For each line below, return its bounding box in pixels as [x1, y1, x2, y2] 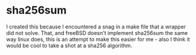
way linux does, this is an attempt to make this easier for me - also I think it [6, 35, 190, 43]
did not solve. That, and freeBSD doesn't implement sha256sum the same [6, 29, 188, 36]
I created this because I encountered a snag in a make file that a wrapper [6, 23, 186, 30]
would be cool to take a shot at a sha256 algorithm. [6, 42, 133, 49]
